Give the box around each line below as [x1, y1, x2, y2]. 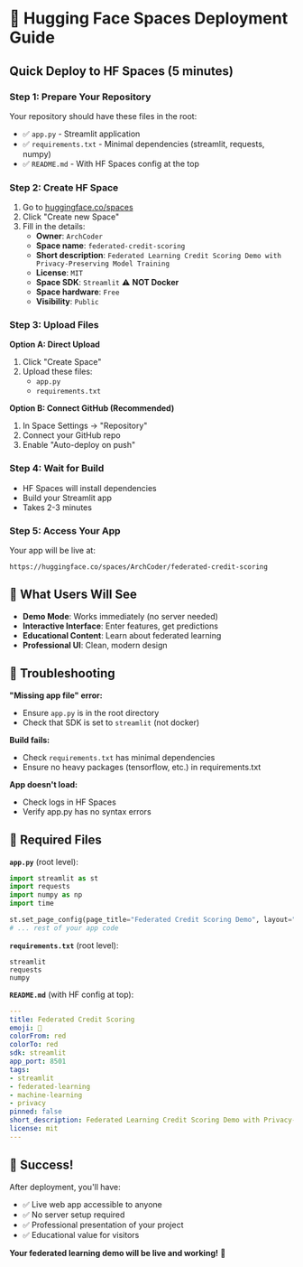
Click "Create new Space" [22, 211, 120, 222]
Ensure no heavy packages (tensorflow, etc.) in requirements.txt [22, 761, 262, 772]
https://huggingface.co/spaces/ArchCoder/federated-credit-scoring [9, 563, 269, 572]
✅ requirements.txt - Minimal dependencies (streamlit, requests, [22, 138, 265, 149]
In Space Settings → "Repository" [22, 420, 148, 432]
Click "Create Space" [22, 357, 102, 368]
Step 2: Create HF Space [9, 181, 119, 193]
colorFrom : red [9, 1031, 67, 1041]
